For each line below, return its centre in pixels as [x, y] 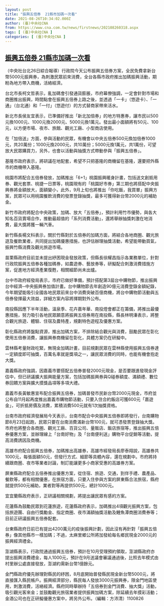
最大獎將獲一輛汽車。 [35, 224]
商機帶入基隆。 [29, 167]
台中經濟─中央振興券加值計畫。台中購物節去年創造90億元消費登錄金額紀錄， [82, 286]
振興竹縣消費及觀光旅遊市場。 [35, 247]
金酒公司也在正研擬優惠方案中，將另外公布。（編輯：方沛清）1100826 [74, 598]
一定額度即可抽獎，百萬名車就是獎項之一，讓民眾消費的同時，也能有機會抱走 [82, 354]
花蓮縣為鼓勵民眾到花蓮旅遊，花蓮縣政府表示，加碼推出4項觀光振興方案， [79, 506]
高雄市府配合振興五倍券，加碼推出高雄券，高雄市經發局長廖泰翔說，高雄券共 [82, 451]
